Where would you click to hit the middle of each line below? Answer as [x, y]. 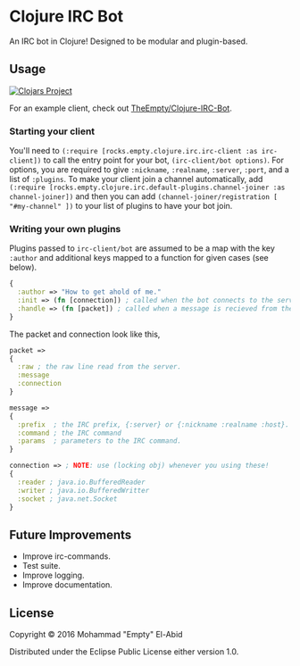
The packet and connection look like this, [85, 334]
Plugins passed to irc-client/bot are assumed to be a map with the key [142, 248]
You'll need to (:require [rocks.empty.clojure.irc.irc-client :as [133, 151]
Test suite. [41, 566]
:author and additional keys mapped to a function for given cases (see [139, 258]
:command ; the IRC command [70, 433]
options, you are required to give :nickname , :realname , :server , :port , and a [149, 170]
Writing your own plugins [65, 229]
